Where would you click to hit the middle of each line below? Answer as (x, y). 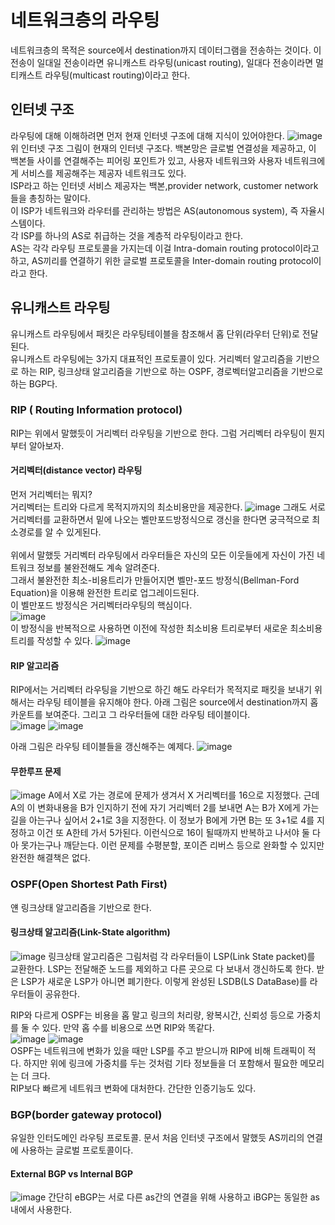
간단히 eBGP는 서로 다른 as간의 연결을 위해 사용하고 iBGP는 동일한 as (184, 1197)
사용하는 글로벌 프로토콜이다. (77, 1150)
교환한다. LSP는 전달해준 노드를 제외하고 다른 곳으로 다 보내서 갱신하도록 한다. (162, 968)
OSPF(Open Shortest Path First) (89, 884)
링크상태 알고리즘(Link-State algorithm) (90, 932)
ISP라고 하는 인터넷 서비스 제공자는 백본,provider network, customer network (164, 185)
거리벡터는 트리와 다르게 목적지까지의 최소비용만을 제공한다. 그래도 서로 (168, 507)
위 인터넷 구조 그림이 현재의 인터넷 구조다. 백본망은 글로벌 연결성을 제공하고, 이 (163, 148)
